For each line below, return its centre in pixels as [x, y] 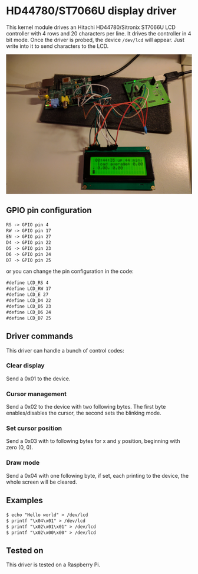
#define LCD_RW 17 [29, 288]
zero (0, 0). [20, 448]
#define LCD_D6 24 [29, 312]
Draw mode [23, 463]
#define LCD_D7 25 [29, 318]
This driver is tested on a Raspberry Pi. [53, 565]
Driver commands [40, 336]
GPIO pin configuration [49, 211]
